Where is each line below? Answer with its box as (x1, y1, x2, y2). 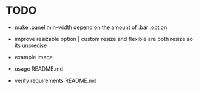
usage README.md (14, 65, 64, 72)
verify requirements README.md (14, 77, 97, 84)
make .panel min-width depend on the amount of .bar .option (14, 24, 167, 31)
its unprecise (14, 42, 47, 49)
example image (14, 53, 53, 60)
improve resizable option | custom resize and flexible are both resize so (14, 35, 194, 42)
